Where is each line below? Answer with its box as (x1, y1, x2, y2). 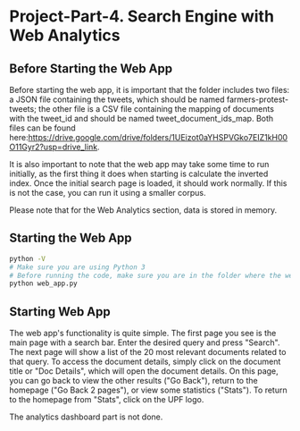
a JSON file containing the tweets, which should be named (9, 94, 225, 105)
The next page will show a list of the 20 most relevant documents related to (9, 347, 287, 358)
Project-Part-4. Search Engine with (9, 6, 275, 27)
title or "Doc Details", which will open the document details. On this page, (9, 366, 279, 376)
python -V (9, 254, 46, 263)
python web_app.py (9, 279, 78, 288)
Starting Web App (9, 304, 112, 319)
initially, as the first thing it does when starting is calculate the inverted (9, 168, 269, 179)
